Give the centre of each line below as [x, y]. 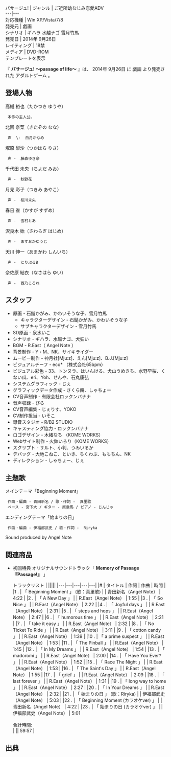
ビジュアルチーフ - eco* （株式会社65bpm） [59, 364]
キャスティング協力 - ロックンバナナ [51, 428]
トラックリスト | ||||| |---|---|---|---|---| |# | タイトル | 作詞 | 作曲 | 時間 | [89, 585]
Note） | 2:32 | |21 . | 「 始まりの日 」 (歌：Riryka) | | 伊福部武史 [98, 694]
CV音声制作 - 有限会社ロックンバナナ [52, 396]
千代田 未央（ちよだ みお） [33, 169]
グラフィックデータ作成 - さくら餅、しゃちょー [62, 390]
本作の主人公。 [21, 117]
